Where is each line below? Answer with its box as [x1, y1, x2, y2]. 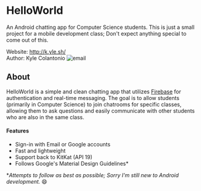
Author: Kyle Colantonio [6, 54, 65, 61]
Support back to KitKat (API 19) [14, 153, 92, 160]
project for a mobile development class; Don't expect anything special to [6, 30, 187, 37]
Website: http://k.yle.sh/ [6, 48, 66, 55]
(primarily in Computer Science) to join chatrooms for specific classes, [6, 101, 182, 108]
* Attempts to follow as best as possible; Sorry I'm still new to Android [6, 171, 179, 178]
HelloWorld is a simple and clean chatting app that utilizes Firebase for [6, 88, 181, 95]
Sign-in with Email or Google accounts [14, 140, 110, 148]
